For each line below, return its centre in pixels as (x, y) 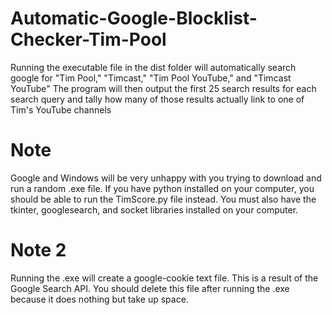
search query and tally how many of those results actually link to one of (157, 99)
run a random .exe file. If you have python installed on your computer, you (162, 188)
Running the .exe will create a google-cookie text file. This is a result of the (164, 278)
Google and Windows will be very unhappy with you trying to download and (166, 178)
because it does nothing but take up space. (99, 299)
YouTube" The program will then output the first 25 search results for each (163, 88)
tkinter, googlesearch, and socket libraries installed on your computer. (154, 209)
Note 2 (38, 250)
